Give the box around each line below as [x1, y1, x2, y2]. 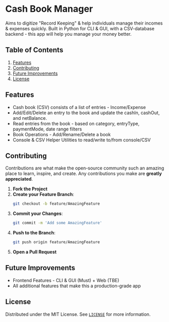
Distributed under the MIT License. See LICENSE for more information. [5, 311, 151, 317]
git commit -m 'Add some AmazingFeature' [12, 221, 103, 226]
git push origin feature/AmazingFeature [12, 240, 100, 245]
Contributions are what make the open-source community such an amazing [5, 165, 164, 171]
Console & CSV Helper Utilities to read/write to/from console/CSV [12, 137, 151, 143]
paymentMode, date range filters [12, 126, 82, 132]
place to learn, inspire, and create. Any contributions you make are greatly [5, 170, 162, 177]
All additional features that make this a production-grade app [12, 283, 141, 289]
